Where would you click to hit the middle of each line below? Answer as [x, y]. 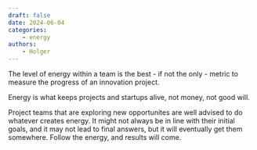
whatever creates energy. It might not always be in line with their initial [121, 121]
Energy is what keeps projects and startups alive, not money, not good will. [129, 97]
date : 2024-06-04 [36, 23]
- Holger [36, 52]
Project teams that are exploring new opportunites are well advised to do [125, 112]
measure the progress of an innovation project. [84, 82]
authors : [22, 45]
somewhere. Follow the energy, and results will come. [95, 137]
